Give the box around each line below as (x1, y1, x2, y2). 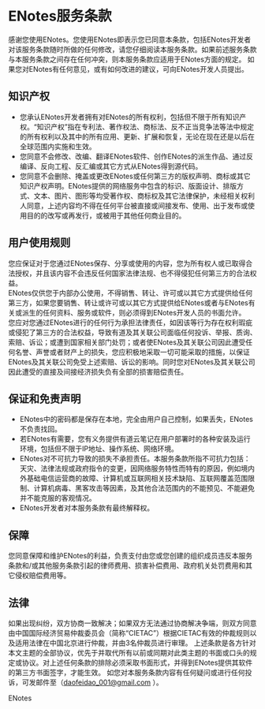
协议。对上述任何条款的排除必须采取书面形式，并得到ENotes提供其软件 (21, 658, 253, 667)
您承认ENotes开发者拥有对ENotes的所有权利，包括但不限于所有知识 (19, 112, 240, 121)
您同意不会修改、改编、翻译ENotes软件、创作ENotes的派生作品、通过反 (19, 151, 254, 161)
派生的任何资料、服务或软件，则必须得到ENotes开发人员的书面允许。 (21, 308, 246, 317)
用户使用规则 (8, 236, 71, 249)
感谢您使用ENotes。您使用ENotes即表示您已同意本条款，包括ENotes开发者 (8, 35, 252, 44)
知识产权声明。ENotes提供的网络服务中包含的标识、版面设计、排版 (19, 181, 237, 190)
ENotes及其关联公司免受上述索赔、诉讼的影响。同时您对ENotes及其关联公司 (8, 356, 256, 367)
